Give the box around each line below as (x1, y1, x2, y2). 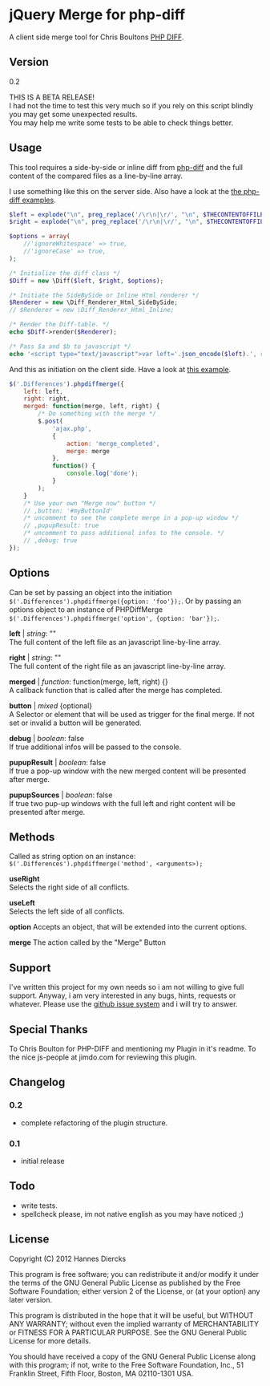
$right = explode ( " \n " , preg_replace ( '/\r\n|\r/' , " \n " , (9, 218, 204, 226)
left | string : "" (9, 628, 57, 638)
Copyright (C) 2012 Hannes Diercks (9, 1254, 127, 1263)
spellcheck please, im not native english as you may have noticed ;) (20, 1209, 244, 1218)
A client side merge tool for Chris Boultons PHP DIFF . (9, 32, 184, 42)
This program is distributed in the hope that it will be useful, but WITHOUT (9, 1310, 254, 1320)
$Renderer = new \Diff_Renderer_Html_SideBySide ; (9, 298, 179, 306)
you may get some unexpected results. (9, 109, 138, 119)
